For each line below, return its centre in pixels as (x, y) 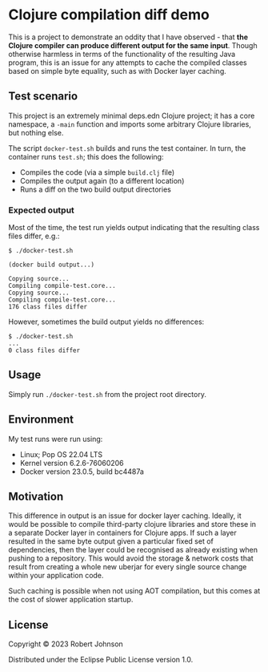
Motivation (36, 497)
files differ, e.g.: (34, 236)
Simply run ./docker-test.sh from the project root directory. (107, 394)
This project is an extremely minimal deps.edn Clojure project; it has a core (132, 115)
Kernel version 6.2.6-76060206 (72, 463)
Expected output (41, 210)
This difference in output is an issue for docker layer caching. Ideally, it (125, 516)
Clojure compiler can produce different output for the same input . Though (133, 45)
